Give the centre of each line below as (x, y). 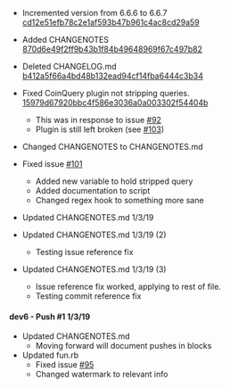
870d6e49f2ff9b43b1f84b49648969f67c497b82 (112, 49)
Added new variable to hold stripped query (114, 181)
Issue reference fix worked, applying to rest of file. (128, 286)
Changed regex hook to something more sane (119, 200)
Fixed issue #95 (65, 365)
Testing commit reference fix (88, 296)
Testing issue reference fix (84, 252)
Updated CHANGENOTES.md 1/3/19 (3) (94, 269)
